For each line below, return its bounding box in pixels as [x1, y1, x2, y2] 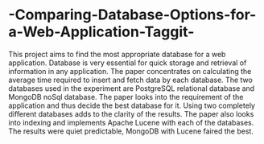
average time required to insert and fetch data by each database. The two [8, 75, 254, 84]
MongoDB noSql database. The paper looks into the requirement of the [8, 92, 244, 101]
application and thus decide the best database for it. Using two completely [8, 101, 256, 110]
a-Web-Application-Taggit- [8, 23, 195, 41]
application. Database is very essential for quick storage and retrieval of [8, 58, 247, 68]
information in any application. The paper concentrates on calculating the [8, 66, 252, 76]
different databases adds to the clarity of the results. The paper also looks [8, 109, 254, 118]
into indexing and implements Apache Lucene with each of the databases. [8, 117, 254, 127]
